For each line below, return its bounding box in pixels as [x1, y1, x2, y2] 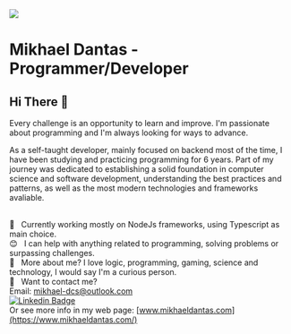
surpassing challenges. [9, 248, 96, 258]
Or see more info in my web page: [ [9, 304, 140, 315]
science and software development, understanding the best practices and [9, 174, 282, 184]
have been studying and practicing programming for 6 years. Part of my [9, 154, 275, 165]
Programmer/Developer [9, 58, 190, 79]
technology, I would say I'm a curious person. [9, 267, 177, 277]
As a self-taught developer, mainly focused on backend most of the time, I [9, 145, 283, 155]
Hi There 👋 [9, 94, 69, 109]
